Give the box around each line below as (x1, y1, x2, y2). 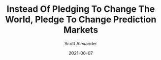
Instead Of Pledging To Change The (6, 3, 155, 15)
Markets (63, 25, 98, 35)
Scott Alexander (64, 40, 97, 46)
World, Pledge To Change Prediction (5, 14, 157, 25)
